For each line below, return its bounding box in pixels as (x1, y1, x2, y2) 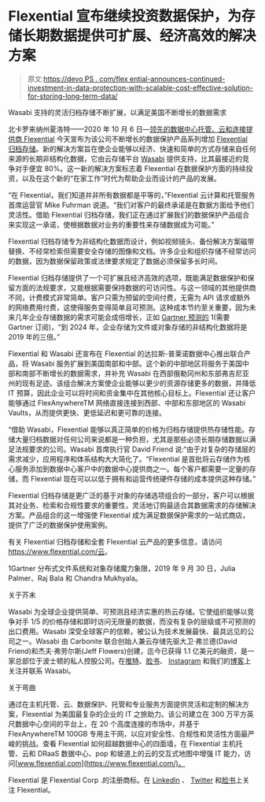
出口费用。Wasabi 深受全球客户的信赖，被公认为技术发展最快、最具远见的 (8, 626, 248, 636)
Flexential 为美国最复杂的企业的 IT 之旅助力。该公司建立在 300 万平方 (21, 709, 248, 718)
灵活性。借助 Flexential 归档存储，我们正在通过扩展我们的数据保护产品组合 (8, 210, 250, 219)
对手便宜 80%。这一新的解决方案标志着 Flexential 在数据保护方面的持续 (14, 163, 246, 173)
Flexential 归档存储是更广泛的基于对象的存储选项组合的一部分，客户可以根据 (8, 490, 255, 500)
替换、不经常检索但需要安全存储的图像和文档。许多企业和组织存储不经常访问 (8, 246, 256, 256)
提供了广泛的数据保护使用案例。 (8, 520, 112, 529)
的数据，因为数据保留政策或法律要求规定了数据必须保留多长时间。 (8, 256, 222, 265)
